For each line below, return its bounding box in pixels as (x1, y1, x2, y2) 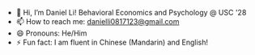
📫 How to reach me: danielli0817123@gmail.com (15, 17, 180, 26)
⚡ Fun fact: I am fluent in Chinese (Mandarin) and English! (15, 37, 209, 47)
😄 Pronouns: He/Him (15, 28, 87, 38)
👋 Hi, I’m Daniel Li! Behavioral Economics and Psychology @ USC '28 (15, 8, 247, 17)
